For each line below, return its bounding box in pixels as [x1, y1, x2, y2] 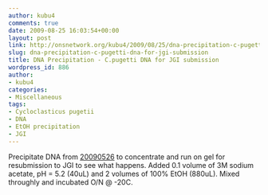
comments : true [8, 19, 59, 27]
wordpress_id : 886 [8, 64, 69, 72]
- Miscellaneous [8, 93, 62, 101]
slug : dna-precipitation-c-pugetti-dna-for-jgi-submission [8, 49, 209, 57]
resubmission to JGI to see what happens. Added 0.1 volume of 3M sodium [8, 160, 254, 170]
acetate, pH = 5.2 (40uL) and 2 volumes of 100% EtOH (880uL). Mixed [8, 169, 240, 178]
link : [8, 41, 26, 49]
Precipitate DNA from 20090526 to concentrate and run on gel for [8, 152, 226, 162]
